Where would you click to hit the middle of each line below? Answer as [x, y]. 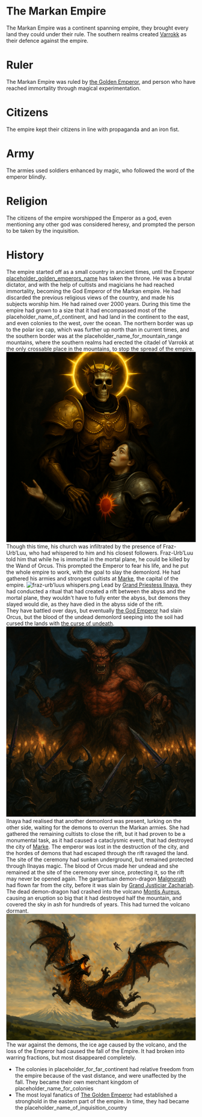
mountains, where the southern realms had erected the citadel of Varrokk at [100, 342]
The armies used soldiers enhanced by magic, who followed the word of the [100, 170]
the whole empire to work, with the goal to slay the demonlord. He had [93, 572]
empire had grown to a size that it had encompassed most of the [86, 310]
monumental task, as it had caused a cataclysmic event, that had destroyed [100, 840]
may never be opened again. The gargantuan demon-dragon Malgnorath [96, 879]
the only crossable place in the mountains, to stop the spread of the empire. [100, 349]
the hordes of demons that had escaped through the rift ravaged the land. [98, 853]
